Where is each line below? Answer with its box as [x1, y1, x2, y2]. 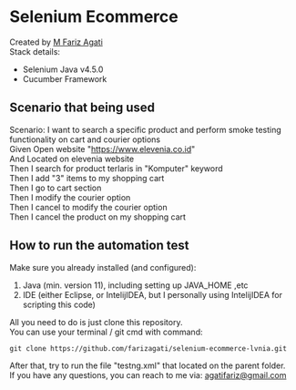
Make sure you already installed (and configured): [9, 262, 197, 272]
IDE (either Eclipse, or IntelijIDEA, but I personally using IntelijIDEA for [22, 289, 282, 300]
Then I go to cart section [9, 182, 102, 193]
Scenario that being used [9, 100, 156, 116]
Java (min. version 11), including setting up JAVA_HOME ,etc [22, 280, 249, 291]
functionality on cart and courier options [9, 134, 161, 145]
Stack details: [9, 46, 61, 56]
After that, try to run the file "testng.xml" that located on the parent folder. [9, 360, 286, 371]
